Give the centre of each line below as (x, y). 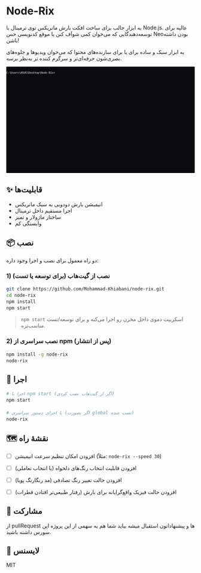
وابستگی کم (28, 223)
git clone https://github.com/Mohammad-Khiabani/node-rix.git (85, 289)
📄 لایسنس (23, 551)
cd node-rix (21, 295)
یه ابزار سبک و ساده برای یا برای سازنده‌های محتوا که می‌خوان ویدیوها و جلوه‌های (95, 51)
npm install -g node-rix (37, 354)
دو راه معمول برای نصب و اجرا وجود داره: (52, 260)
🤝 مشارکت (24, 511)
